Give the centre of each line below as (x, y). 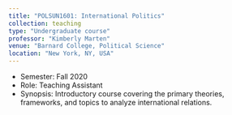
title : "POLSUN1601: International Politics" (86, 16)
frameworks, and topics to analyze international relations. (116, 102)
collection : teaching (45, 23)
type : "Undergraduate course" (60, 31)
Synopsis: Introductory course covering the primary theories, (122, 94)
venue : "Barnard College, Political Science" (86, 46)
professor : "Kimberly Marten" (60, 38)
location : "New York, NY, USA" (61, 53)
